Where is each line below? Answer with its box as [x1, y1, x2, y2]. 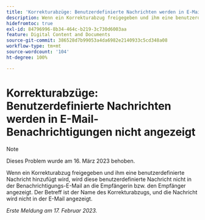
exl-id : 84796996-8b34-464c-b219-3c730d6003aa [6, 26, 127, 32]
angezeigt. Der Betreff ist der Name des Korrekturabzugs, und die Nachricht [6, 188, 198, 196]
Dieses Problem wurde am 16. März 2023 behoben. [6, 157, 135, 164]
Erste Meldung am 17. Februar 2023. [6, 207, 98, 214]
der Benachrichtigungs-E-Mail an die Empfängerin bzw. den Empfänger [6, 182, 186, 189]
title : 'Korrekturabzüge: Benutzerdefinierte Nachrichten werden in [6, 9, 184, 15]
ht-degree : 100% [6, 54, 48, 61]
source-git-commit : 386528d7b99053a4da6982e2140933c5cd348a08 [6, 37, 168, 43]
